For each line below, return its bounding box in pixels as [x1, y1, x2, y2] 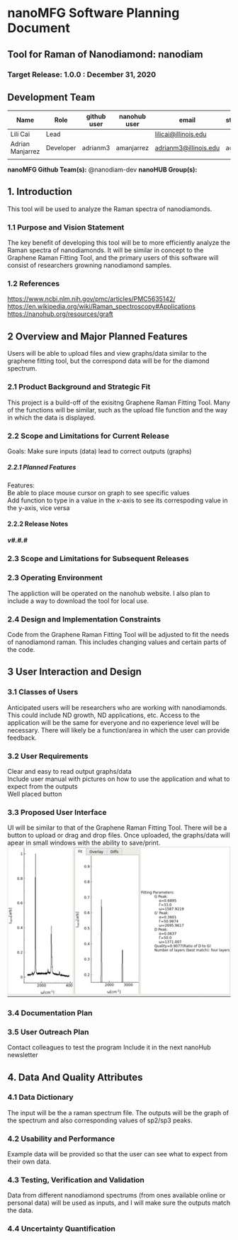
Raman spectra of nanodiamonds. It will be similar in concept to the [7, 246, 204, 254]
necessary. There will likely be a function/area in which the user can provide [7, 726, 230, 734]
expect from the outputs [7, 782, 78, 791]
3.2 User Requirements [7, 751, 89, 761]
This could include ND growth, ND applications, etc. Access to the [7, 711, 200, 719]
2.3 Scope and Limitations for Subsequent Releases [7, 554, 189, 564]
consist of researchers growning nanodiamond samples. [7, 261, 172, 270]
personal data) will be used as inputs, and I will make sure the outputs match [7, 1199, 231, 1207]
